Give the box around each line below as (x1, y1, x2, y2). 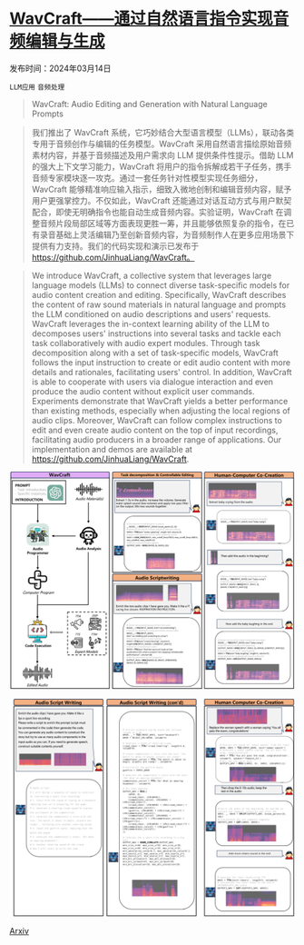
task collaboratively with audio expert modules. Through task (31, 337, 260, 348)
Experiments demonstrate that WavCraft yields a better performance (31, 395, 289, 406)
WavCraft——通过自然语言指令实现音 (9, 8, 289, 29)
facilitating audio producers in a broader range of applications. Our (31, 433, 282, 445)
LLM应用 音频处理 (9, 83, 65, 92)
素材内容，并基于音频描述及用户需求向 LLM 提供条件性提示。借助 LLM (31, 149, 294, 160)
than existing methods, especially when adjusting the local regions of (31, 405, 290, 416)
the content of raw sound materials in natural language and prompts (31, 299, 287, 310)
